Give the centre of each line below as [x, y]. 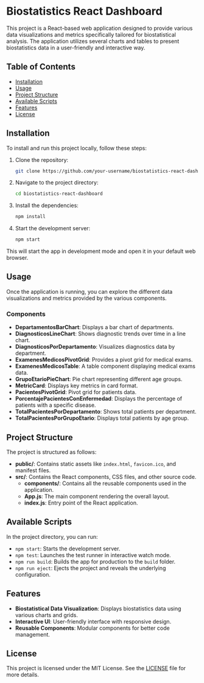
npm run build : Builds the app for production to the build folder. [95, 561]
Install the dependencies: [47, 205]
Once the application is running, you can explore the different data [90, 291]
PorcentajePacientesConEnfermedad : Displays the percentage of [99, 399]
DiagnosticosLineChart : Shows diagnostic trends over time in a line [100, 334]
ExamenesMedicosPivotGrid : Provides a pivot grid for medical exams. [104, 360]
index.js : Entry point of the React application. [81, 503]
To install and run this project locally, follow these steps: [77, 148]
